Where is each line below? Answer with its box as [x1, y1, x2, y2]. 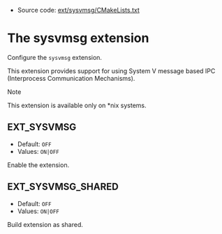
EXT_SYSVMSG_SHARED [7, 181, 119, 193]
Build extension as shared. [7, 220, 84, 228]
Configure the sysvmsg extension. [7, 53, 103, 61]
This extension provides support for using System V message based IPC [7, 66, 216, 75]
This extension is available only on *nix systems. [7, 101, 147, 109]
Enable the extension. [7, 160, 70, 169]
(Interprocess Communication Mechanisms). [7, 74, 135, 82]
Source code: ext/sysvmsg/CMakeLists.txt [17, 6, 140, 14]
